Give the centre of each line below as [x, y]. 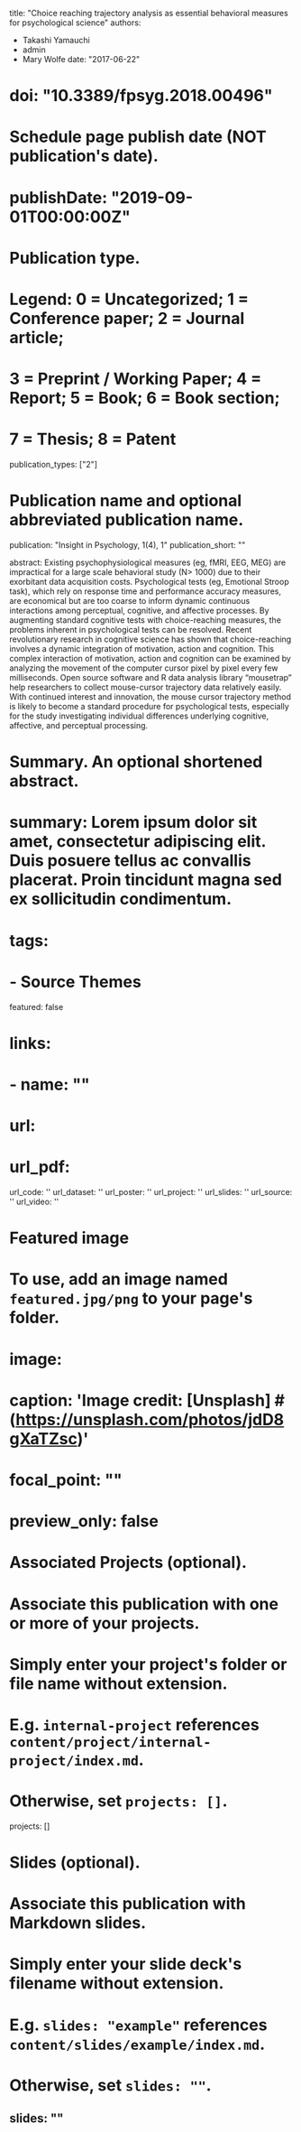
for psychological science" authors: [75, 23]
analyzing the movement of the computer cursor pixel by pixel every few [144, 668]
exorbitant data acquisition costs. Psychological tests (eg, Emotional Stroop [150, 582]
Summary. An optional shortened [136, 762]
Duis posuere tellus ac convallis [130, 861]
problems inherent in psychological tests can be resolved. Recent [131, 630]
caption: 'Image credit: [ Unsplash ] [140, 1400]
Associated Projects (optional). [128, 1563]
